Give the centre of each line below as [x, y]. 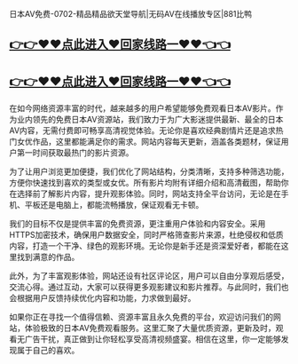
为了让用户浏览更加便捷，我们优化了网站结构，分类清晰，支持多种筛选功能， [149, 171]
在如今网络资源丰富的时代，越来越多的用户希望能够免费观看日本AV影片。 [143, 108]
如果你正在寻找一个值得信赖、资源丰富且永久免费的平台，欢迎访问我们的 [141, 317]
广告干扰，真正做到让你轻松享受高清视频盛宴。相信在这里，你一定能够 [153, 339]
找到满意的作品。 [48, 257]
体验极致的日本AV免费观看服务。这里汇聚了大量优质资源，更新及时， [150, 328]
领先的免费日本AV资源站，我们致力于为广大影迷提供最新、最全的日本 [158, 120]
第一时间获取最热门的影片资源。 [75, 153]
